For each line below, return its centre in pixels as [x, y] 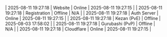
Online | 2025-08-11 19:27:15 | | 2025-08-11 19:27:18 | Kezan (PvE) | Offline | [83, 18]
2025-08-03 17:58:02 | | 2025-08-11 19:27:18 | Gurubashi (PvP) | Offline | [80, 23]
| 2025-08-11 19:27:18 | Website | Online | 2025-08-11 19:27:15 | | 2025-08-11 [84, 8]
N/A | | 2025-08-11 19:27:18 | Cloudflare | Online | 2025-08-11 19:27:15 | [78, 29]
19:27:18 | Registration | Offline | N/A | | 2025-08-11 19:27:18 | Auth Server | [82, 13]
